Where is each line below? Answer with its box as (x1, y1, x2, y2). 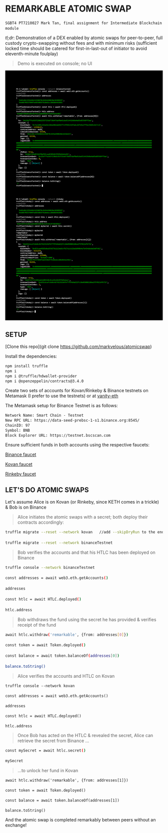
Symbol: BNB (5, 428, 30, 433)
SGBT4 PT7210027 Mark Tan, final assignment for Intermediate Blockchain (5, 21, 162, 26)
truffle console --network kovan (5, 683, 75, 688)
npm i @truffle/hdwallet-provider (5, 374, 77, 379)
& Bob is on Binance (5, 504, 46, 510)
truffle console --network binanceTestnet (5, 565, 95, 570)
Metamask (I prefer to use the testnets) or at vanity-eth (5, 393, 118, 399)
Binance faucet (5, 451, 36, 457)
